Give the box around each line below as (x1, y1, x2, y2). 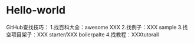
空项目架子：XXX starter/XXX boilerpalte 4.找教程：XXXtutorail (6, 31, 159, 38)
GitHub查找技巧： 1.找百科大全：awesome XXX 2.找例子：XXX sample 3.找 (6, 23, 188, 31)
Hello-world (6, 4, 66, 17)
